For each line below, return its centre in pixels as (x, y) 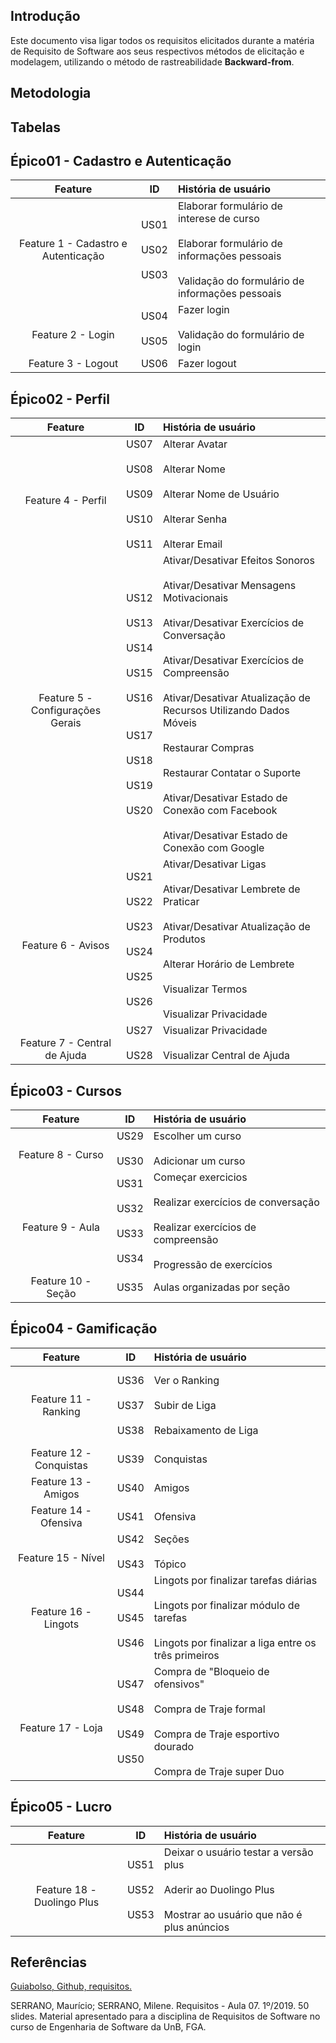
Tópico (170, 1564)
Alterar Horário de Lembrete (228, 964)
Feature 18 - (66, 1889)
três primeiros (186, 1655)
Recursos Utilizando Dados (226, 711)
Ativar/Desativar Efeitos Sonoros (238, 561)
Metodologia (51, 93)
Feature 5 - (65, 698)
